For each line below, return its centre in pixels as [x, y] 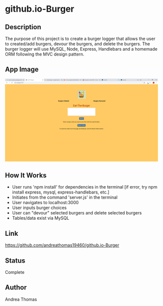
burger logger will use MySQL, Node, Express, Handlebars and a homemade [81, 49]
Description [23, 27]
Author [16, 288]
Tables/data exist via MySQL [41, 218]
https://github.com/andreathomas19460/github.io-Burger [62, 245]
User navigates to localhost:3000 [45, 203]
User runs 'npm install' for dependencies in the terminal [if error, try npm [85, 187]
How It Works [26, 175]
